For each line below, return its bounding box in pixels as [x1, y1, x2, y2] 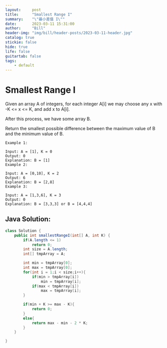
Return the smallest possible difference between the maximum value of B [5, 126, 156, 132]
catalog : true [5, 35, 35, 40]
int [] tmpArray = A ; [23, 251, 66, 257]
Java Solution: [5, 215, 51, 223]
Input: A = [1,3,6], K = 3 [5, 193, 61, 198]
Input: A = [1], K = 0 [5, 149, 52, 155]
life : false [5, 49, 30, 54]
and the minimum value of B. [5, 131, 64, 137]
